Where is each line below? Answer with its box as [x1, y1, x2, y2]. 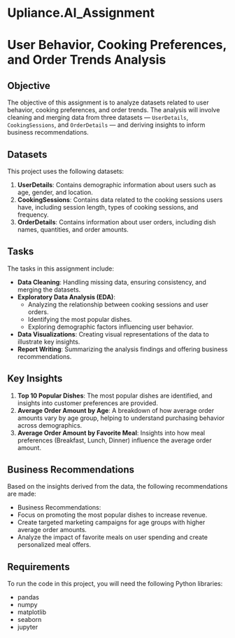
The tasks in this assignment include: [7, 264, 114, 273]
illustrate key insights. [17, 337, 80, 346]
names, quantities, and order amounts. [17, 226, 129, 233]
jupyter [17, 623, 38, 632]
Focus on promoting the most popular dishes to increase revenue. [17, 510, 208, 520]
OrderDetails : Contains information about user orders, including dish [17, 218, 216, 226]
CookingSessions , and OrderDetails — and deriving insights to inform [7, 121, 206, 129]
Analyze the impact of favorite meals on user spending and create [17, 533, 208, 541]
